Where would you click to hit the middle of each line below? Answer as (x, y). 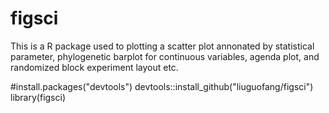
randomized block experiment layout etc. (94, 67)
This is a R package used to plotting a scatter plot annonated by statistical (162, 46)
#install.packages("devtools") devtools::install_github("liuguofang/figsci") (162, 86)
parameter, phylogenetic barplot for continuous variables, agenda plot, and (165, 56)
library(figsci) (38, 97)
